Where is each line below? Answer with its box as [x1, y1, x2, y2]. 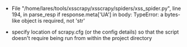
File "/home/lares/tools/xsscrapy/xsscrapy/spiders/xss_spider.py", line [11, 5, 181, 12]
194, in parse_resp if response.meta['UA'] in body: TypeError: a [11, 11, 164, 18]
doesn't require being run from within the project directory [11, 35, 153, 41]
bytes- [164, 11, 181, 18]
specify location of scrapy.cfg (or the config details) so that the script [11, 28, 179, 35]
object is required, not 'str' [21, 17, 85, 24]
